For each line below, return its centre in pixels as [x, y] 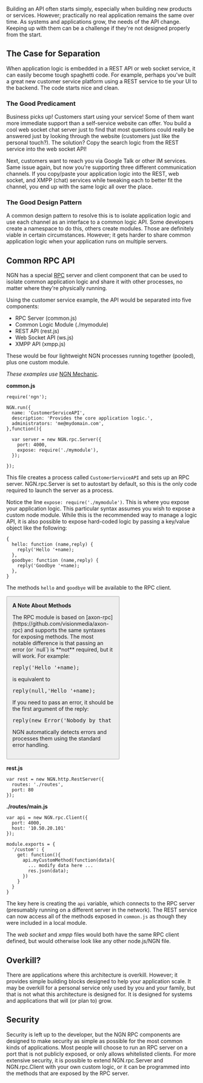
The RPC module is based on [48, 617]
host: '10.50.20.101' [39, 829]
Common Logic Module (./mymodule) [62, 325]
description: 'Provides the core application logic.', [82, 418]
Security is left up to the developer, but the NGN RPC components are [93, 1034]
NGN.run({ [19, 408]
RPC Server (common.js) [46, 318]
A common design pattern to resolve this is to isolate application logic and [98, 216]
